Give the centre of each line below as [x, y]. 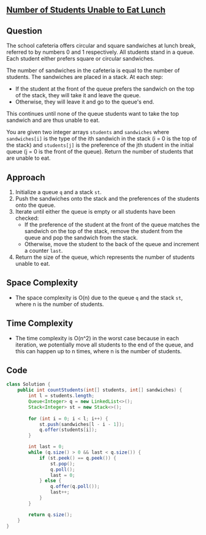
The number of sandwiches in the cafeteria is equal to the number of [93, 70]
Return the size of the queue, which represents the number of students [105, 257]
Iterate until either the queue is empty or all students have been [95, 212]
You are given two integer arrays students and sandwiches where [88, 132]
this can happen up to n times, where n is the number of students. [98, 351]
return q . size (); [50, 514]
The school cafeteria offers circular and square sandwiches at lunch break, [101, 46]
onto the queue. [35, 205]
